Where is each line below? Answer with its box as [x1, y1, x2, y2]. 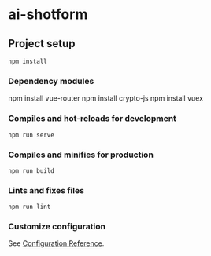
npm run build [8, 166, 55, 174]
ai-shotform [8, 5, 88, 24]
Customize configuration [8, 221, 106, 232]
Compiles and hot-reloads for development [8, 113, 177, 124]
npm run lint [8, 203, 51, 211]
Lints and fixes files [8, 185, 85, 196]
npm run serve [8, 131, 55, 139]
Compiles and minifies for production [8, 149, 154, 160]
